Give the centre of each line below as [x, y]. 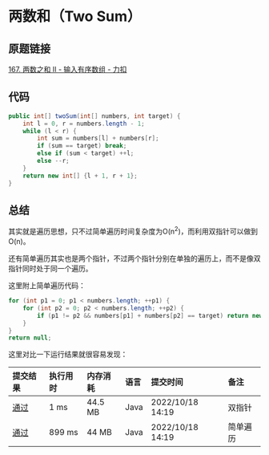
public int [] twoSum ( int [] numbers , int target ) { [94, 116]
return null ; [30, 338]
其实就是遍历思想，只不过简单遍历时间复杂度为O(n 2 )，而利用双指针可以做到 [133, 231]
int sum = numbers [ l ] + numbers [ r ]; [98, 138]
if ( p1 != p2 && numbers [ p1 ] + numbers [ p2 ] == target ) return [143, 315]
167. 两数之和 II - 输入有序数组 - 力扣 [68, 69]
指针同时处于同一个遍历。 [50, 269]
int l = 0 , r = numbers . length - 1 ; [84, 124]
